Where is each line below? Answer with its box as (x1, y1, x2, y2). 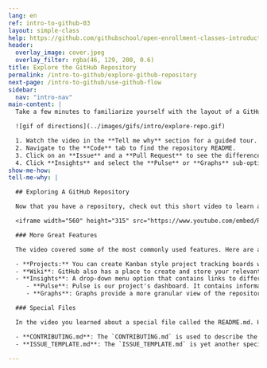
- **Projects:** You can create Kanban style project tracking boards (15, 260, 254, 268)
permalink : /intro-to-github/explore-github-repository (8, 71, 197, 79)
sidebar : (8, 85, 37, 94)
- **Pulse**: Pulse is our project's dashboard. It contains (25, 282, 233, 291)
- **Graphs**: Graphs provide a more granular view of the (25, 290, 226, 298)
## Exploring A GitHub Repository (15, 188, 130, 196)
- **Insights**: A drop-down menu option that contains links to (15, 275, 237, 283)
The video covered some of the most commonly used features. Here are (15, 245, 254, 253)
